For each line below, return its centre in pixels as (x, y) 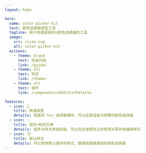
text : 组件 (28, 88)
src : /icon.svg (29, 42)
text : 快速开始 (32, 60)
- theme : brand (29, 56)
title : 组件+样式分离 (34, 125)
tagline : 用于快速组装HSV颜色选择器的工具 (48, 33)
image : (16, 37)
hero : (10, 19)
